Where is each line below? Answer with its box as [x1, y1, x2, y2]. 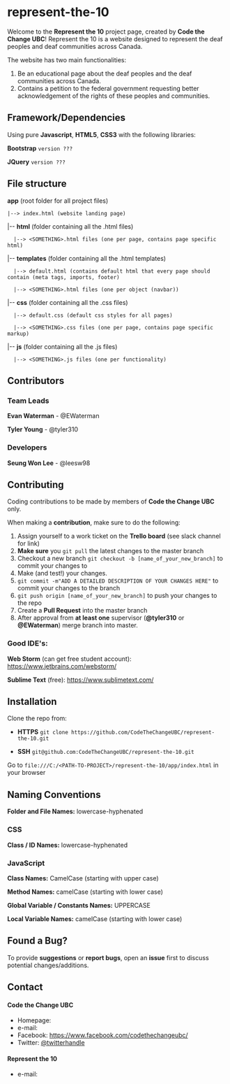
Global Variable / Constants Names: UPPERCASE [7, 901, 151, 909]
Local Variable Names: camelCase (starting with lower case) [7, 914, 183, 923]
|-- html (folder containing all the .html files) [7, 222, 134, 231]
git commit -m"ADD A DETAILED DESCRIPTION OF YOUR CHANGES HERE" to [17, 576, 219, 585]
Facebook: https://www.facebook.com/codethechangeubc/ [17, 1031, 188, 1039]
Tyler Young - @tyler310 [7, 425, 79, 434]
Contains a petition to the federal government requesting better [17, 84, 200, 92]
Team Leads [7, 396, 49, 406]
